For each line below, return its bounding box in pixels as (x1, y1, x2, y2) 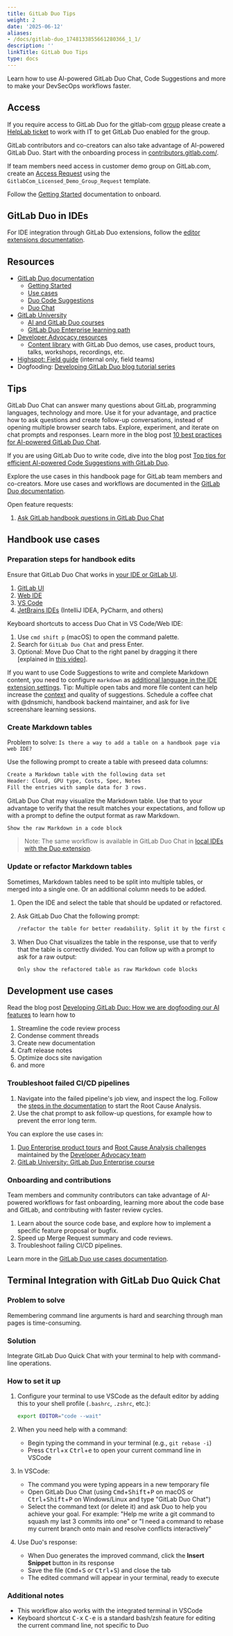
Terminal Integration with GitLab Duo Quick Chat (7, 1275, 221, 1287)
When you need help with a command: (17, 1425, 128, 1434)
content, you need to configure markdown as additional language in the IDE (7, 675, 217, 684)
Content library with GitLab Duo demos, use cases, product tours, (27, 340, 216, 349)
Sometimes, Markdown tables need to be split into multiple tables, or (7, 878, 203, 886)
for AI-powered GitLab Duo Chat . (7, 438, 102, 446)
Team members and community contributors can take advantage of (7, 1190, 200, 1199)
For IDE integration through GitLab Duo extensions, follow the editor (7, 228, 200, 236)
